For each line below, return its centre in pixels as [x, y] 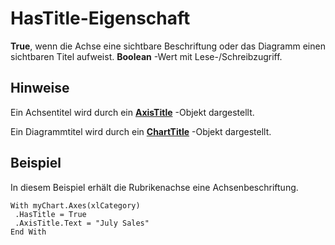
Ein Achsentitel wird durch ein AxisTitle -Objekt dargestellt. [132, 112]
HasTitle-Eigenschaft [100, 18]
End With [28, 232]
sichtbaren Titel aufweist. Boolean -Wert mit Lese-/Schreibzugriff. [146, 56]
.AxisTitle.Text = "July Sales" [82, 223]
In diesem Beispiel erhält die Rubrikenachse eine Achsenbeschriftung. [154, 187]
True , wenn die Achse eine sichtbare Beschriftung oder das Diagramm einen [168, 46]
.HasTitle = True [50, 214]
